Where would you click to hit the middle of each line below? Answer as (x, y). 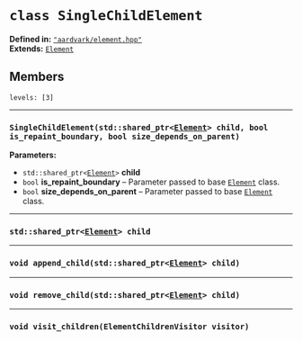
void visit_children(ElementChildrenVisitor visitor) (129, 326)
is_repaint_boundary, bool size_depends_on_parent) (125, 136)
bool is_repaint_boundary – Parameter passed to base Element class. (151, 182)
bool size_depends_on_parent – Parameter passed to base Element (147, 192)
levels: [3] (31, 97)
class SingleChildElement (106, 16)
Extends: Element (42, 49)
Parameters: (33, 155)
